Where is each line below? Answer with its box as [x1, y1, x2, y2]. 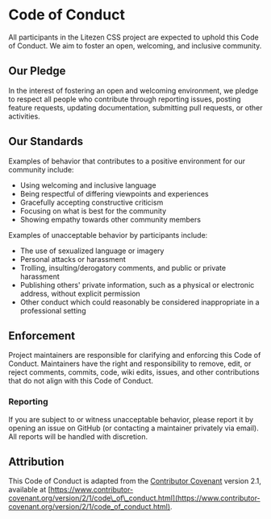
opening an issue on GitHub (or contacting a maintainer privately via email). [8, 423, 260, 433]
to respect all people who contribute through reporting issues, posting [8, 94, 241, 104]
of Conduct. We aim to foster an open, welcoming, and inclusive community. [8, 40, 262, 50]
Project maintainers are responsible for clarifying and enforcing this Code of [8, 351, 261, 360]
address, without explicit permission [19, 289, 141, 298]
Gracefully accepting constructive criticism [19, 197, 164, 207]
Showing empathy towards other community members [19, 214, 202, 224]
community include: [8, 164, 74, 174]
